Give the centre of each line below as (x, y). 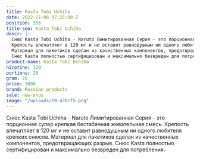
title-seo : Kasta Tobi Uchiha (44, 28)
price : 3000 (21, 84)
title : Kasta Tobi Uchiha (38, 12)
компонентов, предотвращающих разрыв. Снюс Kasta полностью (90, 143)
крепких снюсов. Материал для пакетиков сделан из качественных (93, 137)
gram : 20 (17, 78)
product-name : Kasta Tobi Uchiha (48, 62)
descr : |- (18, 34)
